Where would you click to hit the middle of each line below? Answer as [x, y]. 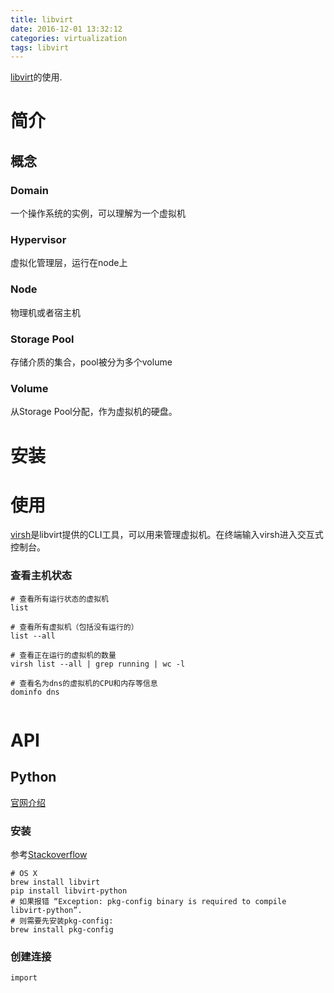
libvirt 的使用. [36, 77]
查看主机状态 [41, 576]
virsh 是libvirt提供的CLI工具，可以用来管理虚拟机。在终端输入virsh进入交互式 [167, 535]
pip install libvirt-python [69, 891]
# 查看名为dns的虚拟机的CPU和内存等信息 [84, 683]
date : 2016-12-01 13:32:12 [66, 29]
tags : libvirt [40, 47]
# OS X [24, 874]
